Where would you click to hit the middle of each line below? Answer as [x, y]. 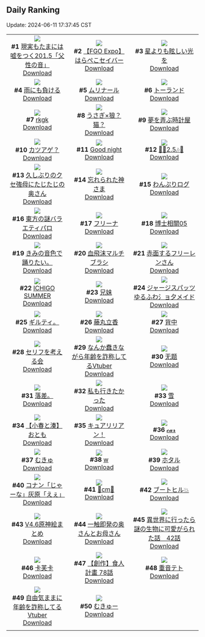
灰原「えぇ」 [47, 494]
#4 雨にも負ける [38, 90]
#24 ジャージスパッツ [164, 287]
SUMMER [37, 295]
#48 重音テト [164, 568]
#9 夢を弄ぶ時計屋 [164, 120]
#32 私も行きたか [99, 391]
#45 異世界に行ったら [164, 519]
